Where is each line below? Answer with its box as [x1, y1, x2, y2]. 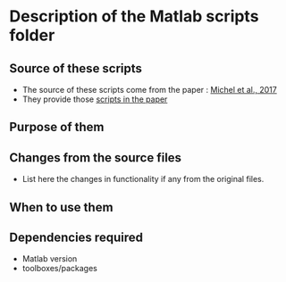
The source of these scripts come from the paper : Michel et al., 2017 [21, 85, 277, 95]
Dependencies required [9, 229, 143, 245]
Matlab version [21, 253, 78, 264]
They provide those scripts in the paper [21, 94, 168, 104]
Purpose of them [9, 120, 105, 135]
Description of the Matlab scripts [9, 6, 259, 27]
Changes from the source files [9, 150, 181, 165]
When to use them [9, 199, 114, 215]
